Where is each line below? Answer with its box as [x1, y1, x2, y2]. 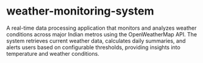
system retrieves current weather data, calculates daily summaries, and [6, 37, 186, 44]
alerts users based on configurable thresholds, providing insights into [6, 44, 181, 51]
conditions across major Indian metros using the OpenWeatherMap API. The [6, 30, 197, 38]
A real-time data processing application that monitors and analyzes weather [6, 24, 197, 31]
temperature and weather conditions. [6, 50, 99, 57]
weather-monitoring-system [6, 4, 154, 18]
